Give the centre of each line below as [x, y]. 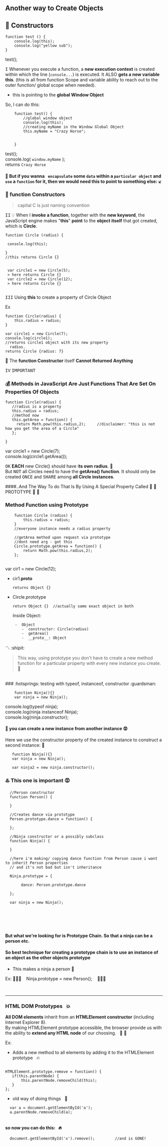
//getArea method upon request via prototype [62, 537]
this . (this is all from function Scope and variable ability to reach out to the [82, 80]
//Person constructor [32, 793]
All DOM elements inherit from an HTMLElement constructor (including [79, 1017]
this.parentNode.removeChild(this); [59, 1081]
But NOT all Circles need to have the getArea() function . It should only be [80, 472]
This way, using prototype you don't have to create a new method [85, 658]
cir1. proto [22, 578]
